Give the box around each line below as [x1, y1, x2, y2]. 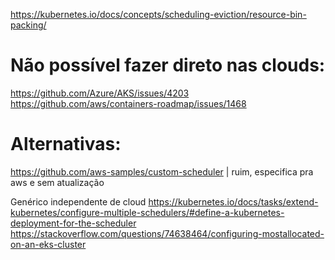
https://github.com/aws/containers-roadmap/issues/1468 [10, 97, 247, 109]
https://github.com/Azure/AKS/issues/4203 [10, 87, 190, 99]
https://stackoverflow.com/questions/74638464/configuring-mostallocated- [10, 227, 325, 239]
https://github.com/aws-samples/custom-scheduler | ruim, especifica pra [10, 165, 314, 178]
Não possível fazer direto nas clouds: [10, 54, 326, 77]
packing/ [10, 19, 47, 31]
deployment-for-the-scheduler [10, 217, 137, 229]
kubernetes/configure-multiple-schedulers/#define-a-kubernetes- [10, 206, 285, 218]
